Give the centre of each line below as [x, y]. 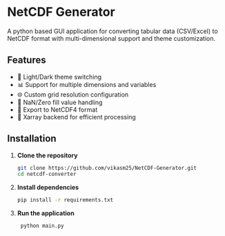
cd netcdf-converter [47, 174]
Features [27, 60]
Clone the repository [47, 155]
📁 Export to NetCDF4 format [57, 109]
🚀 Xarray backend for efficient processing [76, 117]
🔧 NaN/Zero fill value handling [60, 102]
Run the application [46, 213]
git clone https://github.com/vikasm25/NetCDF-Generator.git [107, 168]
